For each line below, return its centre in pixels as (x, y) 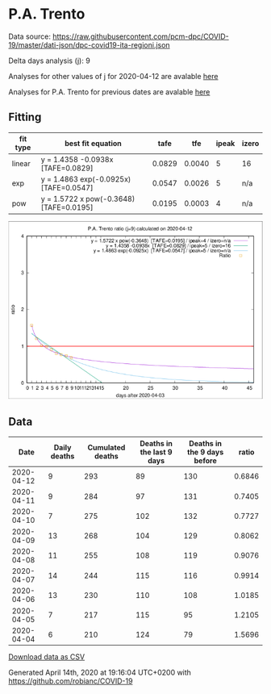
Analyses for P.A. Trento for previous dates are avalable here (109, 92)
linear (21, 163)
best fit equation (93, 143)
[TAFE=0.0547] (67, 187)
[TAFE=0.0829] (67, 168)
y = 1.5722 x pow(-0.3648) (88, 199)
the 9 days (205, 452)
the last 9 (156, 452)
